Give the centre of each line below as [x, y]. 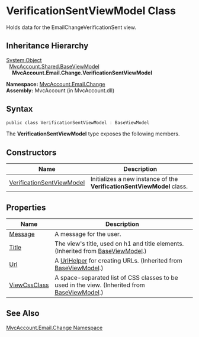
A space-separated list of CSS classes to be [116, 278]
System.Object [24, 60]
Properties [26, 207]
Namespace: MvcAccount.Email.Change [56, 84]
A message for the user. [88, 234]
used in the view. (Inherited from [100, 285]
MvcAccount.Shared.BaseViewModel [54, 66]
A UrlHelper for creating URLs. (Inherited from [118, 261]
